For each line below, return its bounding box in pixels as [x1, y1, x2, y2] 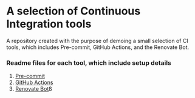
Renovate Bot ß [15, 85, 53, 93]
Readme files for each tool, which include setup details [6, 59, 172, 67]
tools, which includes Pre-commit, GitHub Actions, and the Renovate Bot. [6, 44, 190, 51]
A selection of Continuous [6, 4, 141, 18]
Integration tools [6, 17, 92, 31]
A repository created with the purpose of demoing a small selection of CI [6, 37, 188, 44]
